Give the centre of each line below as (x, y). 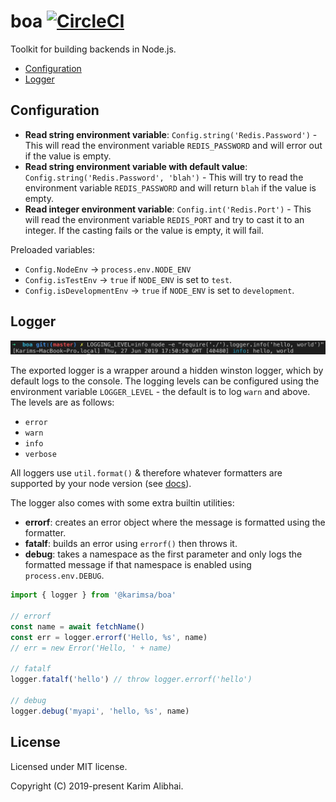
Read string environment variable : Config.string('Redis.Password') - (171, 134)
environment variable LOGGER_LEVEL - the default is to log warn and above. (160, 392)
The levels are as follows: (62, 402)
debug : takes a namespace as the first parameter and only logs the (163, 554)
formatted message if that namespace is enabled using (138, 565)
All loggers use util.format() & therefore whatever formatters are (146, 473)
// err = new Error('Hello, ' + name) (91, 648)
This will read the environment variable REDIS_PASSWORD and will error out (173, 145)
